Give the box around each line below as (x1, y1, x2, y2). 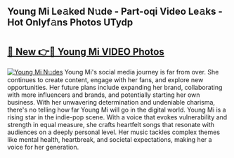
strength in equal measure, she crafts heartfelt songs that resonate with (7, 121, 215, 129)
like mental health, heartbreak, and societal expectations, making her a (7, 136, 212, 143)
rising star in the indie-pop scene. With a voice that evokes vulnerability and (7, 113, 228, 121)
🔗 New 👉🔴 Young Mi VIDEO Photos (7, 46, 165, 58)
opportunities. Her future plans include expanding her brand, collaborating (7, 84, 223, 91)
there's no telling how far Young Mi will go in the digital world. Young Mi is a (7, 105, 226, 114)
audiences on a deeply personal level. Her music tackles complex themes (7, 128, 220, 136)
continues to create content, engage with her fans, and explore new (7, 76, 204, 84)
